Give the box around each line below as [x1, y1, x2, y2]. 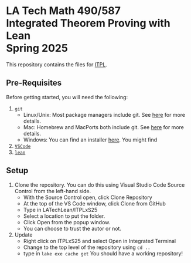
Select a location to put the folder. [23, 213, 105, 220]
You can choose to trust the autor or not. [23, 225, 122, 232]
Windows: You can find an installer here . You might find [23, 136, 158, 143]
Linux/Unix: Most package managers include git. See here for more [23, 111, 186, 118]
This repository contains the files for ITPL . [6, 60, 107, 68]
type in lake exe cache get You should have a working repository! [23, 249, 183, 257]
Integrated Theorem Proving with [6, 16, 171, 30]
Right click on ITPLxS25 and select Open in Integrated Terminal [23, 237, 176, 244]
